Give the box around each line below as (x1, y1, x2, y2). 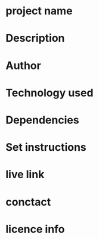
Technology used (5, 86, 94, 100)
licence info (5, 222, 65, 236)
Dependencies (5, 113, 79, 126)
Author (5, 58, 41, 72)
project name (5, 4, 73, 18)
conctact (5, 195, 51, 209)
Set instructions (5, 141, 87, 154)
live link (5, 168, 45, 181)
